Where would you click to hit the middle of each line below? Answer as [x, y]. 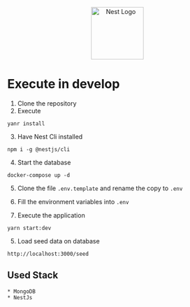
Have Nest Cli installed [50, 136]
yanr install [26, 123]
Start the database [44, 162]
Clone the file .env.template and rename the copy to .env [100, 188]
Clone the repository [47, 103]
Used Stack [33, 275]
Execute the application [51, 215]
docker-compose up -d [39, 175]
